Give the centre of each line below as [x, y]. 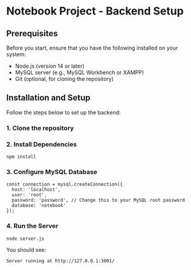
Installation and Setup [48, 98]
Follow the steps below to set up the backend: [63, 112]
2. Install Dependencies [42, 144]
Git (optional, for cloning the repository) [64, 79]
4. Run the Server [32, 226]
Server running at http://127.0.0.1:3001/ [60, 261]
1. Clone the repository [40, 128]
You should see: [26, 249]
